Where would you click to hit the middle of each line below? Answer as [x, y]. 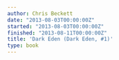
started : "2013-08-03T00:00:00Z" [56, 26]
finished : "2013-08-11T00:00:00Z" [57, 33]
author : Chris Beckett [40, 13]
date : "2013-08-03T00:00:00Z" [51, 20]
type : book [23, 46]
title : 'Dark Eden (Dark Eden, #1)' [60, 39]
